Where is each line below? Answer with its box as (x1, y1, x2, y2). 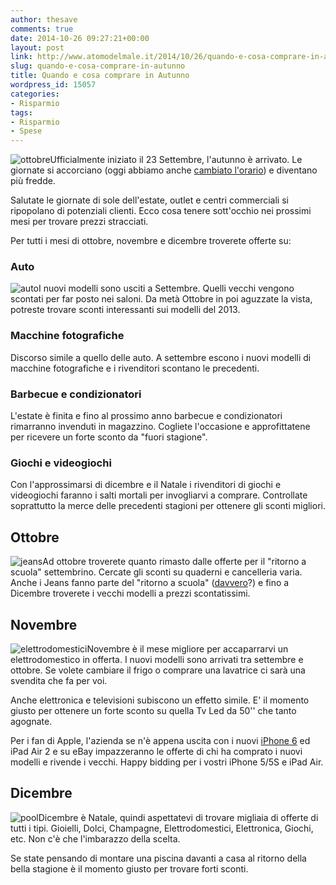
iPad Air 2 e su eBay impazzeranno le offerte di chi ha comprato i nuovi (10, 745, 303, 757)
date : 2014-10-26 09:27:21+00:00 (10, 33, 150, 43)
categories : (10, 89, 60, 99)
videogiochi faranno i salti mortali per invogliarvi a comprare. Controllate (10, 489, 308, 501)
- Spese (10, 126, 43, 136)
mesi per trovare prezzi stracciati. (10, 216, 149, 228)
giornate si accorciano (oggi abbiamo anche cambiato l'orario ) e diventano (10, 164, 318, 176)
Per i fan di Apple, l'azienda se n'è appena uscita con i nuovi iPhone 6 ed (10, 734, 311, 746)
